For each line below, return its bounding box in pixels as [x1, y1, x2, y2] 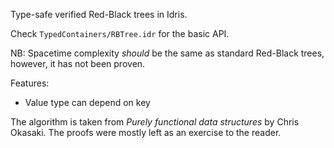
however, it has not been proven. [10, 58, 146, 69]
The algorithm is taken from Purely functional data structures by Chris [10, 116, 300, 128]
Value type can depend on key [24, 97, 151, 108]
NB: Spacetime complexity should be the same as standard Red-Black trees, [10, 47, 325, 59]
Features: [10, 77, 50, 89]
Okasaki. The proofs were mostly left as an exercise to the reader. [10, 127, 282, 138]
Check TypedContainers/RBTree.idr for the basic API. [10, 28, 230, 39]
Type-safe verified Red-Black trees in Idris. [10, 9, 188, 20]
